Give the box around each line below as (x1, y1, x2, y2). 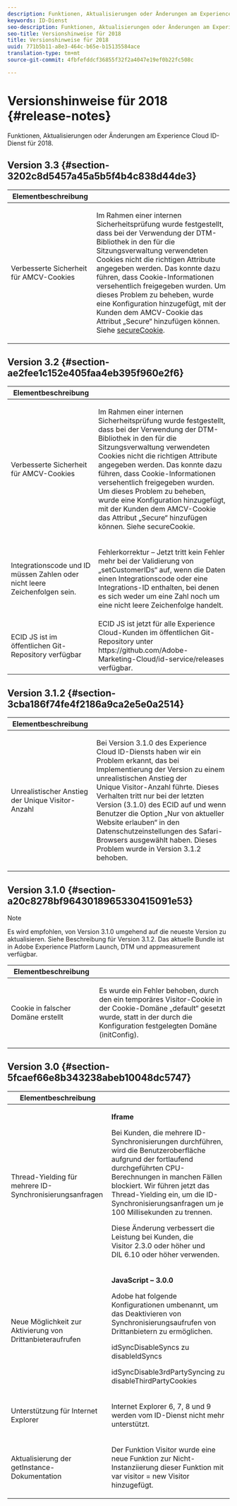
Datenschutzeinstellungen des (96, 826, 197, 836)
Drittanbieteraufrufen (11, 1334, 81, 1344)
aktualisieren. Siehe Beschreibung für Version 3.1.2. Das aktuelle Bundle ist (7, 935, 224, 943)
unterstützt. (111, 1419, 150, 1429)
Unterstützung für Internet (11, 1406, 98, 1416)
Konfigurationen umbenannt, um (111, 1300, 219, 1310)
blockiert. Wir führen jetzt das (111, 1180, 210, 1190)
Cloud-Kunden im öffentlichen (97, 628, 200, 638)
